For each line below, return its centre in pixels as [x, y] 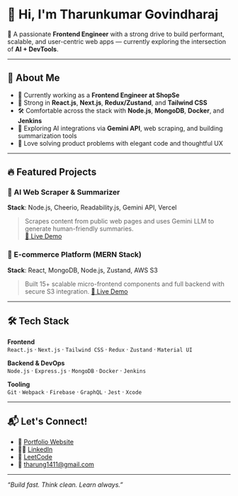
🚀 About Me [34, 78]
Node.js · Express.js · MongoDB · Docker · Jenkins [77, 370]
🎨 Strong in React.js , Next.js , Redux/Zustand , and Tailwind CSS [112, 103]
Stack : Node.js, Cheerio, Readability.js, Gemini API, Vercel [92, 207]
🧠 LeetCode [35, 457]
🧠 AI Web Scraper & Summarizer [64, 192]
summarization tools [47, 135]
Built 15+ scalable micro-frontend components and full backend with [124, 284]
